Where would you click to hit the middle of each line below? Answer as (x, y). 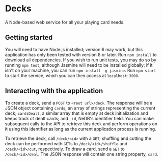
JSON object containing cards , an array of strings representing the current (80, 108)
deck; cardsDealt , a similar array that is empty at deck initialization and (77, 113)
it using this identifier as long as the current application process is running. (81, 129)
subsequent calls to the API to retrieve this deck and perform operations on (81, 124)
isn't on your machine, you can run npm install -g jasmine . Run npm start (81, 70)
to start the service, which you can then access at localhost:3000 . (72, 75)
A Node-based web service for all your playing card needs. (65, 22)
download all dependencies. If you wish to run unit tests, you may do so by (81, 60)
